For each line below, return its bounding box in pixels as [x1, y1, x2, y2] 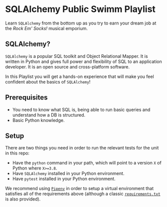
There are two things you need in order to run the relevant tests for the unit [5, 145, 159, 151]
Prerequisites [5, 93, 48, 102]
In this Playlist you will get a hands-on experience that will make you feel [5, 73, 155, 79]
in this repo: [5, 150, 30, 156]
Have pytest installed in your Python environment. [12, 176, 116, 182]
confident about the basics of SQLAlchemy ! [5, 78, 91, 84]
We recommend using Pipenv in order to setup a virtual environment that [5, 185, 154, 191]
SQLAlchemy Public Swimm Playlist [5, 3, 156, 15]
